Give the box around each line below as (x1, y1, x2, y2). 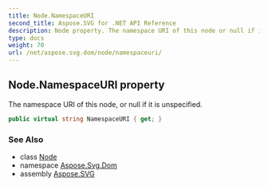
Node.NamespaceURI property (8, 78, 165, 92)
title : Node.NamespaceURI (8, 11, 94, 20)
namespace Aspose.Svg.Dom (19, 160, 117, 170)
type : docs (8, 34, 45, 42)
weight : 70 (8, 42, 45, 49)
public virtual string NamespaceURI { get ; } (8, 115, 162, 123)
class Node (19, 152, 57, 161)
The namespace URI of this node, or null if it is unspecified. (8, 99, 203, 109)
